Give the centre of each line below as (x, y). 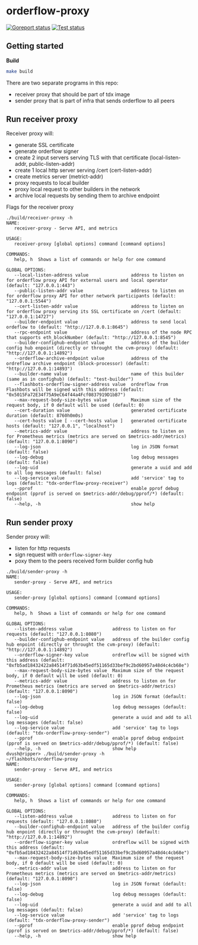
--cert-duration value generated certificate (100, 411)
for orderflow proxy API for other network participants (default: (91, 296)
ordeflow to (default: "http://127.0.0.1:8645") (67, 327)
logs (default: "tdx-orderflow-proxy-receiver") (67, 484)
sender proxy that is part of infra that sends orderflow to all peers (95, 101)
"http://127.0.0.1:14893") (39, 369)
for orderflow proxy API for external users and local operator (87, 281)
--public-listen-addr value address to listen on (99, 291)
